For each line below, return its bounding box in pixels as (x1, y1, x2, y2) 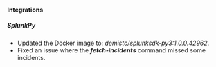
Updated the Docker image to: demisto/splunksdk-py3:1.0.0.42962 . (17, 39, 210, 47)
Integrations (7, 6, 44, 14)
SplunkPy (7, 21, 36, 30)
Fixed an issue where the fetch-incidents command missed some (17, 46, 206, 55)
